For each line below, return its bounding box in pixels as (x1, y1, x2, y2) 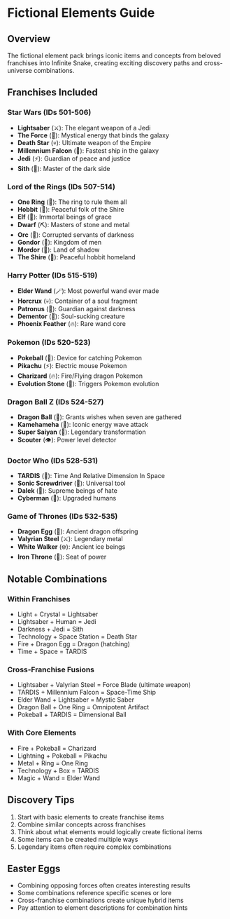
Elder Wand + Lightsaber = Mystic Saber (17, 695, 135, 704)
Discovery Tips (7, 794, 75, 806)
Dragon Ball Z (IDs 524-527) (7, 397, 104, 407)
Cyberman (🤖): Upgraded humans (17, 494, 117, 503)
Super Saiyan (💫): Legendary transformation (17, 428, 147, 436)
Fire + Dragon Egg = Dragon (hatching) (17, 640, 131, 648)
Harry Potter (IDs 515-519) (7, 270, 98, 280)
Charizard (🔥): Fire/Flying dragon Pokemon (17, 372, 143, 380)
